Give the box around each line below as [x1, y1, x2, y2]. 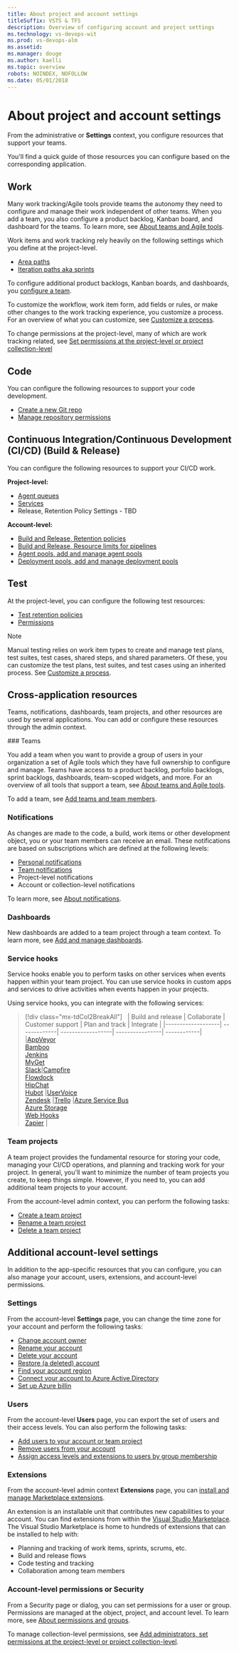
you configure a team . [7, 287, 73, 295]
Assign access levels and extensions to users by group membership [17, 1452, 218, 1460]
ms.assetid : [7, 43, 43, 51]
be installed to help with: [7, 1530, 80, 1539]
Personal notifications [17, 857, 82, 866]
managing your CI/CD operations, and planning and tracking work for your [7, 1160, 225, 1169]
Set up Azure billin [17, 1381, 72, 1390]
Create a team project [17, 1210, 82, 1219]
